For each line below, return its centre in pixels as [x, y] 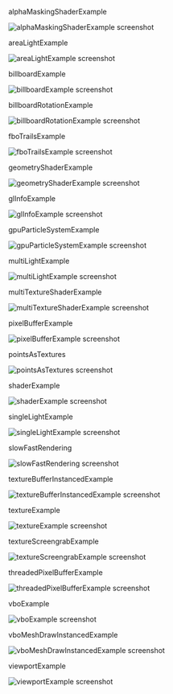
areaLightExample [38, 43]
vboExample [29, 604]
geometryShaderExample [51, 167]
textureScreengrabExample [54, 541]
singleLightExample [41, 417]
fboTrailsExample [37, 136]
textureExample [34, 510]
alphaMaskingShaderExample [58, 12]
